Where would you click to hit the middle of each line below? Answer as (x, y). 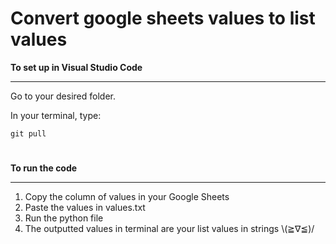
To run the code (44, 168)
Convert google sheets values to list (163, 18)
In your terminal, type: (56, 115)
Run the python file (64, 218)
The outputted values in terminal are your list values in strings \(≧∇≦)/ (169, 229)
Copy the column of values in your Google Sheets (127, 197)
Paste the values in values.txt (85, 208)
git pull (28, 133)
